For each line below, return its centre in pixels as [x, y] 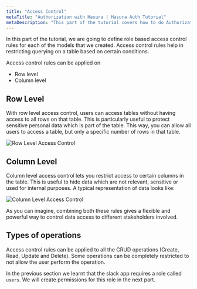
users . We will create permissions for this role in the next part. [81, 280]
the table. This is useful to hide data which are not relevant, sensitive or [92, 182]
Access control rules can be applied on [53, 63]
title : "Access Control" [36, 11]
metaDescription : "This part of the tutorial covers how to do [85, 22]
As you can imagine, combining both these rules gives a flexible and [89, 211]
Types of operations [44, 235]
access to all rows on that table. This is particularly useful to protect [88, 119]
